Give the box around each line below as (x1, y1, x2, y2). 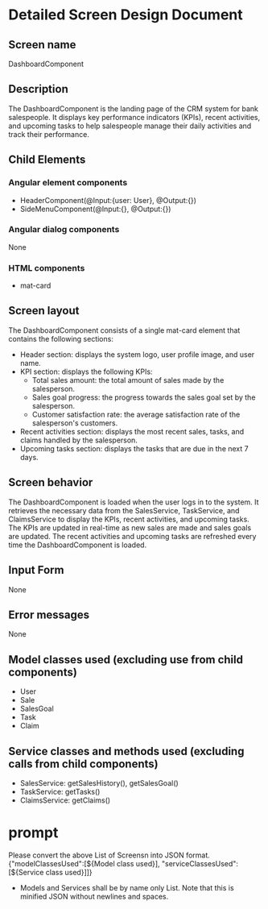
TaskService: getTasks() (19, 787, 101, 796)
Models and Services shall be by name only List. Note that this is (19, 882, 235, 892)
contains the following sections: (8, 334, 114, 343)
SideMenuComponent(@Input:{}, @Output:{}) (19, 204, 171, 214)
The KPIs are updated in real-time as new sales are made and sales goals (8, 522, 252, 533)
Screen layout (8, 304, 80, 318)
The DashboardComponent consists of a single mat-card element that (8, 325, 241, 335)
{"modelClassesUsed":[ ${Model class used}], (8, 858, 160, 868)
